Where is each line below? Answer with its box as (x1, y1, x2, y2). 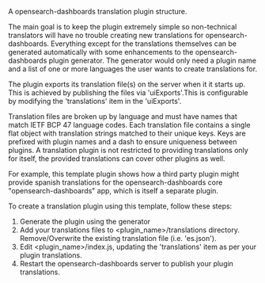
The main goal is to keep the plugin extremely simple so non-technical (8, 22, 237, 31)
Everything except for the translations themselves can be (51, 39, 237, 48)
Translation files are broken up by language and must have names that (8, 112, 237, 121)
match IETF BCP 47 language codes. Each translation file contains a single (8, 120, 251, 129)
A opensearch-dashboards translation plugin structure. (8, 7, 187, 16)
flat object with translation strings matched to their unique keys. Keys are (8, 128, 247, 138)
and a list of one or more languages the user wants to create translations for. (8, 64, 258, 74)
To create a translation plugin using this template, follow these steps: (8, 201, 233, 211)
